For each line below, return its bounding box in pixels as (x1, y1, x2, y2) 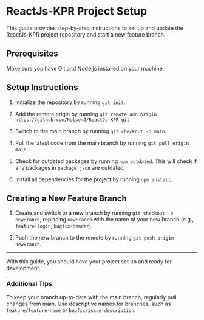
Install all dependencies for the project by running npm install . (15, 175, 173, 183)
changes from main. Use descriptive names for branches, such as (6, 300, 171, 307)
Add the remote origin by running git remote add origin (15, 110, 157, 117)
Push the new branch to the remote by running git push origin (15, 234, 174, 242)
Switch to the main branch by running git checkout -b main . (15, 127, 167, 134)
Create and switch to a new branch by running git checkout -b (15, 209, 174, 217)
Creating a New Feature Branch (6, 193, 127, 203)
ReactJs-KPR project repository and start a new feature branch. (6, 30, 166, 38)
